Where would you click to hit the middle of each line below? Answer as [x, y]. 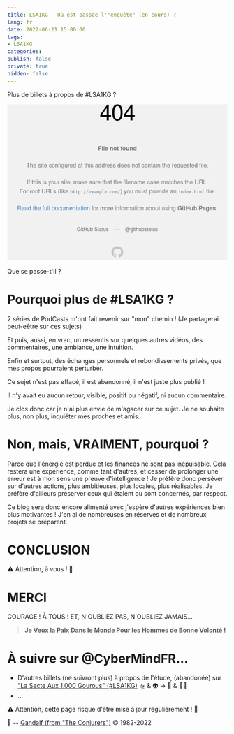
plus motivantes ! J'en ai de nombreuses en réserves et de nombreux [107, 514]
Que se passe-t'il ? [34, 271]
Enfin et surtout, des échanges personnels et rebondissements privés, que [115, 360]
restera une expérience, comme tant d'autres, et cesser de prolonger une [113, 471]
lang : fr [20, 22]
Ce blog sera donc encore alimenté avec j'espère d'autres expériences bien [116, 507]
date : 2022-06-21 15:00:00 [46, 29]
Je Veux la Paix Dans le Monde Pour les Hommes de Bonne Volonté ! [125, 630]
